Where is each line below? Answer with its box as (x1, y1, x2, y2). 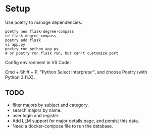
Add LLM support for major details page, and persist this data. (12, 118, 140, 124)
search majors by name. (12, 107, 62, 113)
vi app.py (5, 42, 26, 47)
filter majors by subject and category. (12, 102, 89, 108)
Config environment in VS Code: (5, 59, 71, 65)
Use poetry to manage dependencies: (5, 19, 83, 25)
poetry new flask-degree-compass (5, 29, 74, 34)
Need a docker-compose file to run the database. (12, 123, 113, 129)
